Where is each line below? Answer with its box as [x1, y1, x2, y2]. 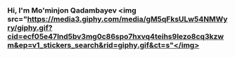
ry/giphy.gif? [7, 23, 53, 33]
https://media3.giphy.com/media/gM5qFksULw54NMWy [27, 14, 228, 24]
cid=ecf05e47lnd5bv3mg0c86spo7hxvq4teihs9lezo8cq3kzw [7, 31, 224, 41]
